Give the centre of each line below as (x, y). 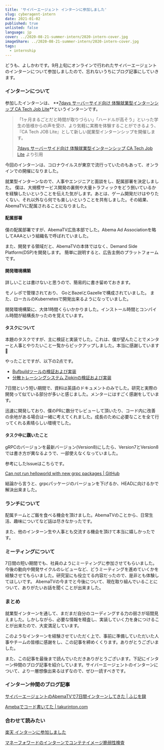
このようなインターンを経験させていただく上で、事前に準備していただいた (80, 636)
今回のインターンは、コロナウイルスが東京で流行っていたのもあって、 (75, 165)
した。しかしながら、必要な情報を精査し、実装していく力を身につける (84, 619)
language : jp (18, 32)
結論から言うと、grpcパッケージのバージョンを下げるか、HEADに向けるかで (82, 484)
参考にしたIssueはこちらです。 (36, 463)
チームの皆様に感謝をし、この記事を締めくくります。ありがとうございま (86, 642)
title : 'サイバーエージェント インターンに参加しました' (56, 10)
